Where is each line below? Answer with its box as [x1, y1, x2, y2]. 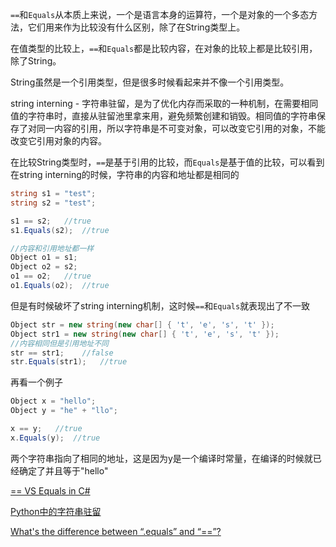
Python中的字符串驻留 [10, 505, 102, 517]
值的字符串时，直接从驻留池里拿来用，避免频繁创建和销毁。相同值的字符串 [10, 110, 317, 122]
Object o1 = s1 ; [10, 253, 78, 263]
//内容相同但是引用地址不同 [10, 338, 110, 348]
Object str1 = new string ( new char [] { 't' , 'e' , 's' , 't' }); [10, 329, 280, 339]
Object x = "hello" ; [10, 396, 97, 407]
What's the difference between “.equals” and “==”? [10, 525, 222, 537]
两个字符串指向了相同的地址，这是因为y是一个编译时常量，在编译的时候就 [10, 452, 313, 464]
